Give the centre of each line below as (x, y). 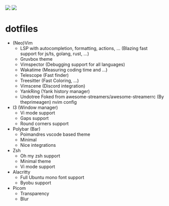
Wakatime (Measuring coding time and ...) (64, 70)
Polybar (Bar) (26, 129)
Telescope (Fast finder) (45, 75)
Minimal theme (36, 161)
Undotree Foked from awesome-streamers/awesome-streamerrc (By (92, 97)
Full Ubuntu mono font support (52, 177)
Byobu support (36, 183)
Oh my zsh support (40, 156)
